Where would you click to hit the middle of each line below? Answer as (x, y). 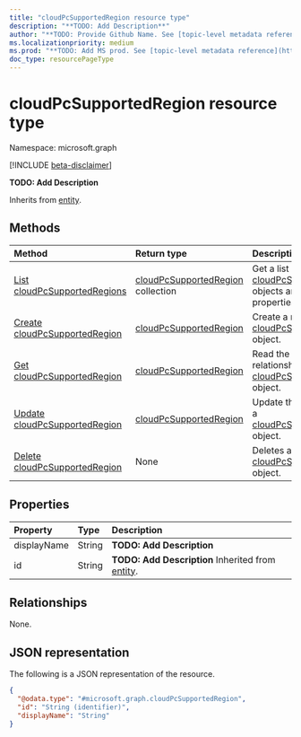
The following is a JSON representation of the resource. (112, 674)
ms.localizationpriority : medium (72, 43)
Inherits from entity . (46, 199)
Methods (35, 228)
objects (268, 291)
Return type (162, 253)
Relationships (48, 602)
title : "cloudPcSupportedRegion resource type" (100, 18)
